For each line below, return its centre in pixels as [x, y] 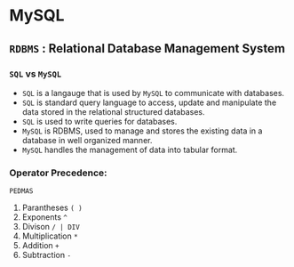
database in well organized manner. [87, 140]
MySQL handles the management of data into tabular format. [130, 150]
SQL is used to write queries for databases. [99, 121]
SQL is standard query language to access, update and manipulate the [149, 102]
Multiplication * [50, 236]
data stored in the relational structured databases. [114, 111]
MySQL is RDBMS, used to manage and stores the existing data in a [142, 131]
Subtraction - [47, 255]
